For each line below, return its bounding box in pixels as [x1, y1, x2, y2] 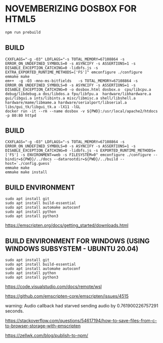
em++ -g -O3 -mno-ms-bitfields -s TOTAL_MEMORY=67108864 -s [5, 78, 138, 83]
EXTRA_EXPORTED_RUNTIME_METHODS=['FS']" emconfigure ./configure [5, 70, 142, 75]
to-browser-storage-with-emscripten [5, 323, 81, 329]
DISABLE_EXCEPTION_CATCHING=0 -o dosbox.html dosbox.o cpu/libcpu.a [5, 87, 152, 92]
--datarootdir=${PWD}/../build [53, 157, 119, 162]
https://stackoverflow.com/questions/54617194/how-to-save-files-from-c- [5, 318, 157, 324]
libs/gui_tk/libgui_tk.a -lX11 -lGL [5, 104, 81, 109]
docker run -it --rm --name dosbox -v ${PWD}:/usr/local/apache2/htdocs [5, 108, 158, 114]
